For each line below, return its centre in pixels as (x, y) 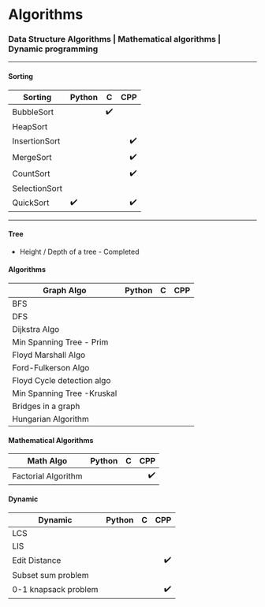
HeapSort (30, 126)
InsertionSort (36, 141)
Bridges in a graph (46, 406)
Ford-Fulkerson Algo (51, 368)
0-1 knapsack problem (55, 589)
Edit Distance (37, 560)
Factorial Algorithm (47, 476)
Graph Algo (65, 291)
